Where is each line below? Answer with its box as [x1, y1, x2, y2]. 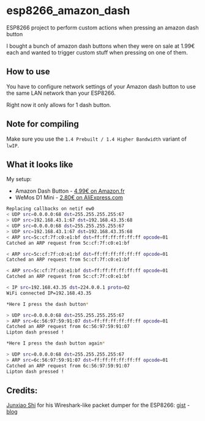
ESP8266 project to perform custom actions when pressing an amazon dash [6, 24, 199, 31]
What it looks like [6, 159, 73, 170]
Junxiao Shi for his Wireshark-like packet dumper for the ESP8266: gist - [6, 401, 190, 409]
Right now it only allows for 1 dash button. [6, 101, 111, 108]
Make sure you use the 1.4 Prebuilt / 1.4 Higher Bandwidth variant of [6, 135, 187, 143]
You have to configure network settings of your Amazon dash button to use [6, 83, 196, 90]
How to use [6, 67, 50, 77]
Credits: [6, 385, 38, 395]
